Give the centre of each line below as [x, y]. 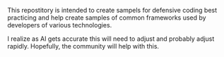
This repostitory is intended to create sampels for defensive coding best [112, 10]
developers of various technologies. [60, 25]
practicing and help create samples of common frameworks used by [107, 18]
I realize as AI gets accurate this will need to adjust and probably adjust [111, 39]
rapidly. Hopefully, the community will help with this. [83, 46]
